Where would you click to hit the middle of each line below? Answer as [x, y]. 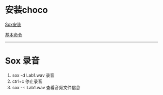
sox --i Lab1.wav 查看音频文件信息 [46, 87]
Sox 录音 [22, 61]
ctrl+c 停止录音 [27, 81]
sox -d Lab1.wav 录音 [33, 75]
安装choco [26, 10]
